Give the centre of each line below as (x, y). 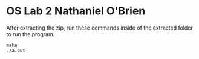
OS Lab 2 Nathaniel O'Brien (76, 11)
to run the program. (31, 34)
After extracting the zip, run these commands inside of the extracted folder (99, 28)
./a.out (16, 50)
